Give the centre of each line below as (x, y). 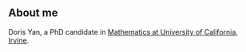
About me (33, 13)
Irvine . (19, 40)
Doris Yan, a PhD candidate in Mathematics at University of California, (123, 32)
